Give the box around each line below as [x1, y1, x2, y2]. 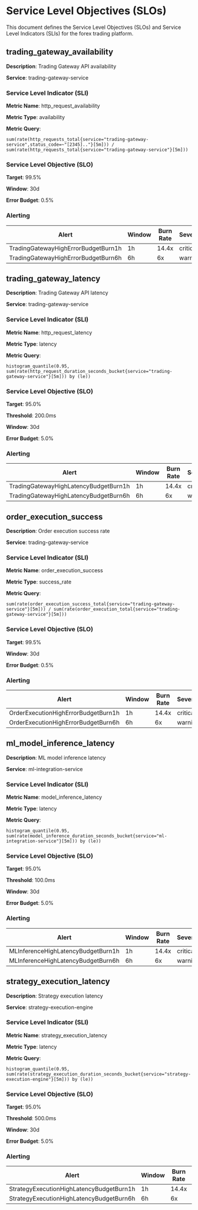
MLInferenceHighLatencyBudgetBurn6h [9, 956, 120, 965]
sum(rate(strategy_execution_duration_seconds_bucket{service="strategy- [6, 1071, 192, 1077]
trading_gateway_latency [6, 274, 101, 284]
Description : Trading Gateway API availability [6, 63, 117, 70]
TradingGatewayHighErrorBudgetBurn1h [9, 244, 122, 252]
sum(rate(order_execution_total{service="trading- [53, 606, 181, 612]
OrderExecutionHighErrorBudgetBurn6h [9, 719, 120, 727]
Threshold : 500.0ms [6, 1115, 57, 1122]
